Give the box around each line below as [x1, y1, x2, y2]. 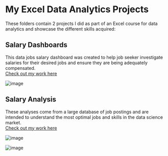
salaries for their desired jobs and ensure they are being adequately [5, 60, 148, 66]
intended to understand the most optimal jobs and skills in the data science [5, 114, 163, 120]
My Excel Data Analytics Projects [5, 4, 149, 15]
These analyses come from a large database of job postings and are [5, 109, 149, 115]
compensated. [5, 65, 36, 71]
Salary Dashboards [5, 41, 68, 49]
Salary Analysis [5, 95, 57, 104]
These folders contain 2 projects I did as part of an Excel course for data [5, 20, 158, 27]
